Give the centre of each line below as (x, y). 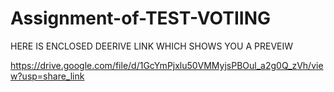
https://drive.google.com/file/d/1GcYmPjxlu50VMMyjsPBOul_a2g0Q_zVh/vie (167, 65)
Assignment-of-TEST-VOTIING (141, 18)
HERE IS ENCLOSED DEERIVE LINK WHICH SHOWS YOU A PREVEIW (152, 46)
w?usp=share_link (47, 76)
